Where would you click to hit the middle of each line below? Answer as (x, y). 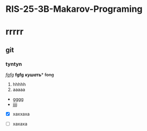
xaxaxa (20, 124)
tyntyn (14, 64)
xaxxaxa (21, 114)
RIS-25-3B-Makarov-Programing (74, 9)
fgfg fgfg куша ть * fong (30, 75)
